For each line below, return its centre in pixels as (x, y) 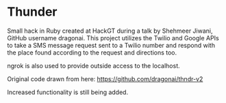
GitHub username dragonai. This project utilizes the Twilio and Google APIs (113, 38)
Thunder (32, 12)
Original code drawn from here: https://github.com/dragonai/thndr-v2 (105, 78)
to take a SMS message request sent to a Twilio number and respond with (111, 45)
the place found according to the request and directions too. (92, 53)
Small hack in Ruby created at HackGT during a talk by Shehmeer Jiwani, (110, 31)
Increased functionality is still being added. (68, 92)
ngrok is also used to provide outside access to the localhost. (93, 65)
